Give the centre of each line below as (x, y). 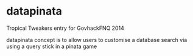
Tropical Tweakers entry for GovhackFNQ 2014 (65, 28)
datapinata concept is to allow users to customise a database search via (97, 40)
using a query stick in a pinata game (52, 46)
